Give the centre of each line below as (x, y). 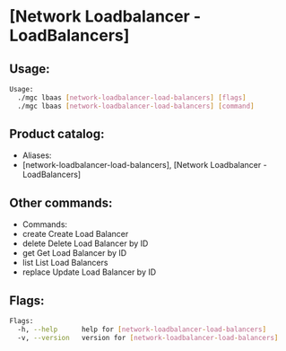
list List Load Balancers (65, 263)
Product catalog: (57, 134)
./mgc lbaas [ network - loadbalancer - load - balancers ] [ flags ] (132, 97)
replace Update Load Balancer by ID (89, 272)
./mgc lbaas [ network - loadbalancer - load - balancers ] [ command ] (136, 106)
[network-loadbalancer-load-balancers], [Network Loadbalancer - (144, 165)
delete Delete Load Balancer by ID (85, 243)
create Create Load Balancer (75, 234)
